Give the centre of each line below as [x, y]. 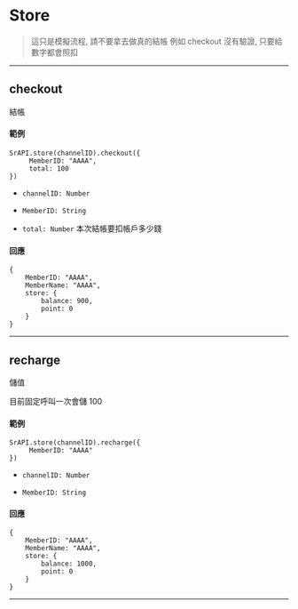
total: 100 [49, 168]
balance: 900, [67, 301]
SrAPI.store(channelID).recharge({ [75, 443]
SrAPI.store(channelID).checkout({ [75, 153]
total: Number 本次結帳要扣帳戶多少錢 [92, 228]
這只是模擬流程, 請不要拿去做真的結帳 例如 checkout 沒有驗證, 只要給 [157, 41]
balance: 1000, [69, 564]
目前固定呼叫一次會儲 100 [56, 401]
